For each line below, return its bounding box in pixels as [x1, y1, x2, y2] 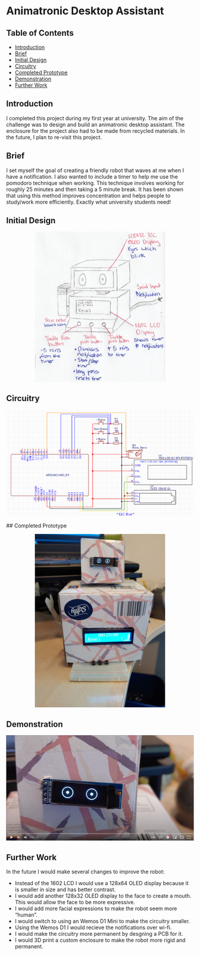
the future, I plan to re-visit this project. [6, 133, 102, 140]
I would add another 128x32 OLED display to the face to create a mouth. [14, 892, 192, 899]
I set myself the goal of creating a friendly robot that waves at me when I [6, 167, 185, 174]
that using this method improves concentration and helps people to [6, 192, 171, 199]
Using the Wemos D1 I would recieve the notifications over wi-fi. [14, 924, 172, 931]
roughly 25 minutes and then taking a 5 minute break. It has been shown [6, 186, 183, 193]
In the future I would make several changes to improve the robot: [6, 868, 165, 875]
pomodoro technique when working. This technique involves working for [6, 179, 185, 186]
